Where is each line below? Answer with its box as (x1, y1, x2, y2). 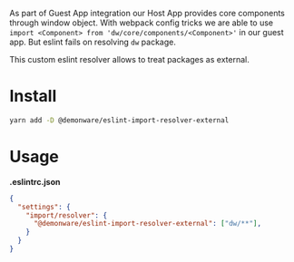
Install (9, 86, 57, 107)
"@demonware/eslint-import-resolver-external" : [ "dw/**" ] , (33, 219, 261, 228)
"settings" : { (17, 202, 71, 211)
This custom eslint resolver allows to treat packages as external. (9, 54, 250, 64)
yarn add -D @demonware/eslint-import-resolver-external (9, 115, 230, 125)
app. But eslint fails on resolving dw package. (9, 36, 177, 47)
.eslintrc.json (9, 176, 61, 187)
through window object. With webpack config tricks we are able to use (9, 17, 274, 28)
